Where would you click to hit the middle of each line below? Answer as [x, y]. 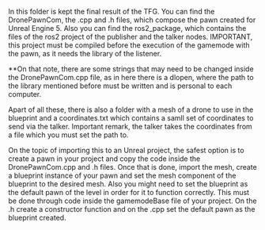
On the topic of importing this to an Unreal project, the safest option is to [126, 150]
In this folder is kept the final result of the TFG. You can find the [112, 11]
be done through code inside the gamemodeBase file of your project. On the [132, 201]
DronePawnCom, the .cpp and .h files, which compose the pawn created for [132, 20]
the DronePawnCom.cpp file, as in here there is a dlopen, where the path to [131, 77]
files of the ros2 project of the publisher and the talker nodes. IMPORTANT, [131, 36]
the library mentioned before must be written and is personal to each [120, 86]
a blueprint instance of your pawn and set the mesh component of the [122, 175]
